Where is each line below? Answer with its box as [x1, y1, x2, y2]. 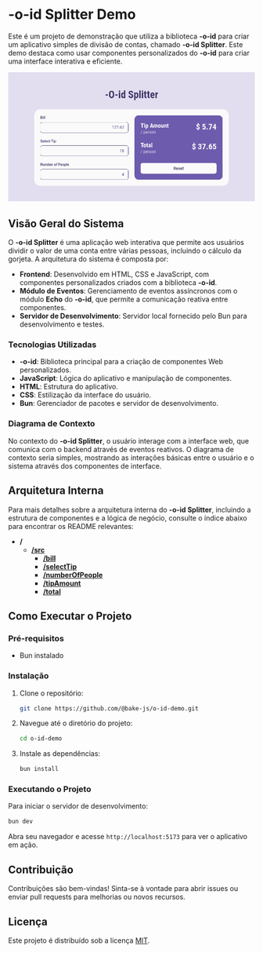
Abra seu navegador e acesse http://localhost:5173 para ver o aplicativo [8, 832, 248, 842]
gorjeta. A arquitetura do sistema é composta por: [8, 254, 169, 264]
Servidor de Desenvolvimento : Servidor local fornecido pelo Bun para [19, 312, 248, 321]
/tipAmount [42, 579, 81, 588]
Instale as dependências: [19, 749, 100, 758]
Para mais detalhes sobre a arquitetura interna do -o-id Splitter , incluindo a [8, 505, 251, 514]
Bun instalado [19, 651, 64, 660]
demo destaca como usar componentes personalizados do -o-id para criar [8, 48, 250, 57]
